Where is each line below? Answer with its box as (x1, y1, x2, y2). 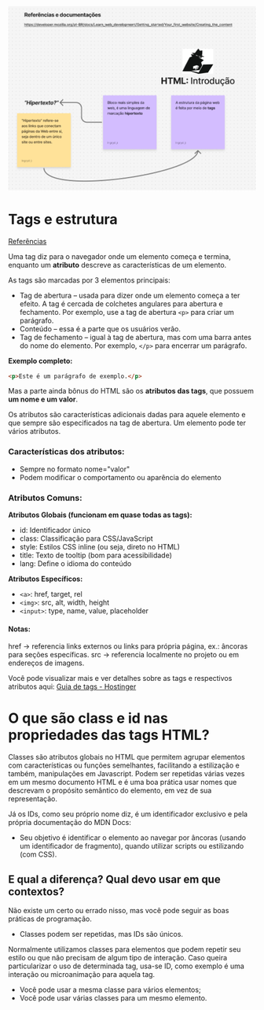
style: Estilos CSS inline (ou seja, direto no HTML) (19, 542, 181, 552)
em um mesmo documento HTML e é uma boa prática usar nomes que (8, 778, 237, 787)
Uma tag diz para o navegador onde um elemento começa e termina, (8, 251, 232, 261)
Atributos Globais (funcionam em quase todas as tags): (8, 510, 192, 520)
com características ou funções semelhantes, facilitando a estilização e (8, 760, 240, 770)
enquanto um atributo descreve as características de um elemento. (8, 260, 227, 269)
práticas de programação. (8, 914, 92, 923)
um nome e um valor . (8, 394, 79, 404)
